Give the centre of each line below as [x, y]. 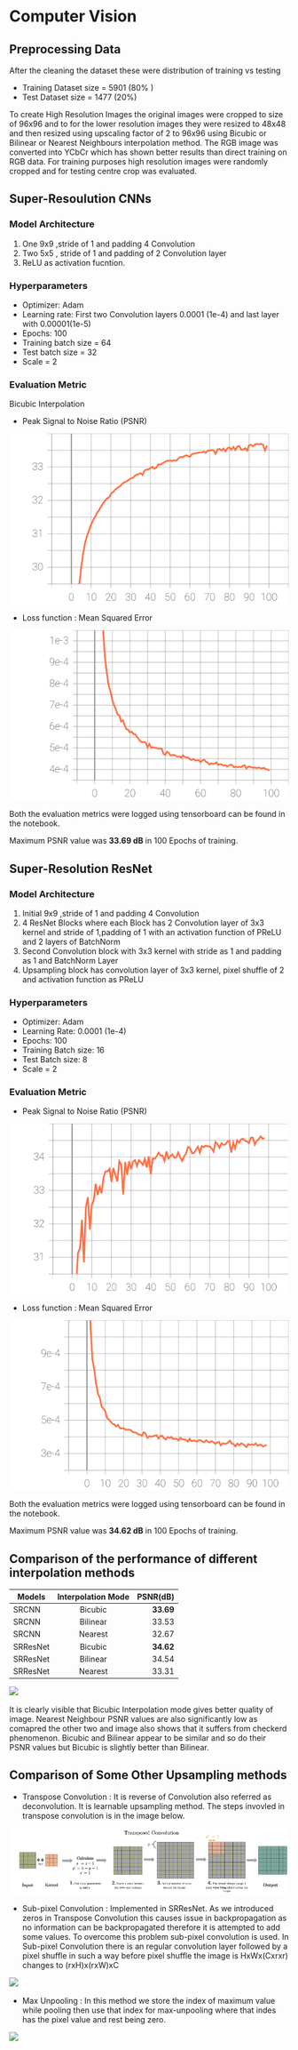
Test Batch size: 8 [55, 1060]
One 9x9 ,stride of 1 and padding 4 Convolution [108, 244]
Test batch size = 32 [59, 352]
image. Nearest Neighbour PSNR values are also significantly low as [133, 1718]
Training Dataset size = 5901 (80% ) [88, 88]
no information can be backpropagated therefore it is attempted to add [151, 1927]
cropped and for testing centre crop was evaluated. [103, 171]
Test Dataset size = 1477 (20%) [79, 97]
